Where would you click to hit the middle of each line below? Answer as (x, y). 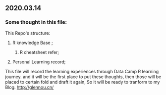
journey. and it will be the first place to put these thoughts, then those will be (83, 77)
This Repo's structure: (28, 33)
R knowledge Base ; (32, 43)
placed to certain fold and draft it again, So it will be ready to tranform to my (83, 82)
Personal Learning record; (39, 62)
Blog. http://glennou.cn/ (29, 87)
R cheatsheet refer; (39, 52)
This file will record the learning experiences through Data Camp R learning (82, 71)
